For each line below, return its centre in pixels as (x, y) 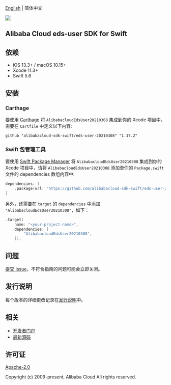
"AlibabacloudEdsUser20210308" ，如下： (47, 210)
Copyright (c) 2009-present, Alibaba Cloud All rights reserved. (71, 377)
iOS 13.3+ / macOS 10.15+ (39, 65)
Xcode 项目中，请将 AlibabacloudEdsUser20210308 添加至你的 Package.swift (85, 168)
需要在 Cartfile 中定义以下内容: (39, 126)
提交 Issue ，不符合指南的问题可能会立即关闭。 (54, 269)
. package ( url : (29, 189)
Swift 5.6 (22, 76)
